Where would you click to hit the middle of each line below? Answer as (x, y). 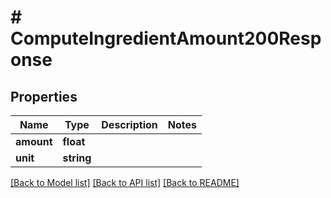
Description (129, 124)
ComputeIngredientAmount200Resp (166, 38)
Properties (44, 96)
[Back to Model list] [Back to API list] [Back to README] (125, 182)
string (77, 158)
